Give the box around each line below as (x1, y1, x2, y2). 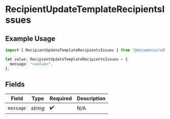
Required (50, 95, 72, 102)
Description (76, 95, 106, 102)
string (31, 104, 45, 111)
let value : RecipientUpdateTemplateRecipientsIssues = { (5, 56, 128, 62)
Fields (5, 80, 25, 89)
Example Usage (5, 34, 56, 43)
